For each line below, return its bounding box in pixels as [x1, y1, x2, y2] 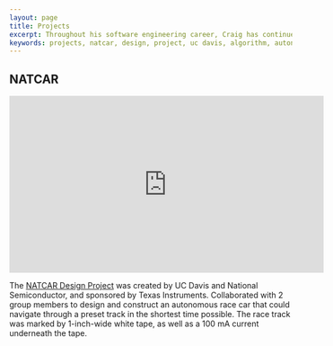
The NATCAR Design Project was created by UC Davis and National [9, 280, 259, 291]
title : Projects [9, 22, 70, 31]
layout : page [9, 13, 58, 22]
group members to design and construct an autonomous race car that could [9, 299, 290, 310]
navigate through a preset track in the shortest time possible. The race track [9, 309, 291, 320]
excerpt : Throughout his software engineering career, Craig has [9, 30, 259, 39]
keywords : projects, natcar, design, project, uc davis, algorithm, [9, 38, 271, 48]
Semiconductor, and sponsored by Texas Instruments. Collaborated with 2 [9, 289, 284, 301]
